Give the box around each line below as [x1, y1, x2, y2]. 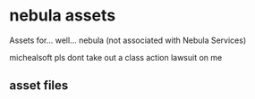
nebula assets [9, 5, 116, 26]
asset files [9, 78, 69, 94]
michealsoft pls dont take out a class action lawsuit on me [9, 52, 223, 62]
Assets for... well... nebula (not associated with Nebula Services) [9, 35, 247, 45]
